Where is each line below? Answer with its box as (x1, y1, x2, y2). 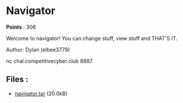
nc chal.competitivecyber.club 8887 (6, 57, 93, 64)
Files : (6, 74, 28, 84)
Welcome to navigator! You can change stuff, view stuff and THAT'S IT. (6, 35, 178, 42)
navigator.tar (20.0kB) (14, 90, 68, 97)
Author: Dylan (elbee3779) (6, 46, 70, 53)
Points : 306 (6, 23, 36, 30)
